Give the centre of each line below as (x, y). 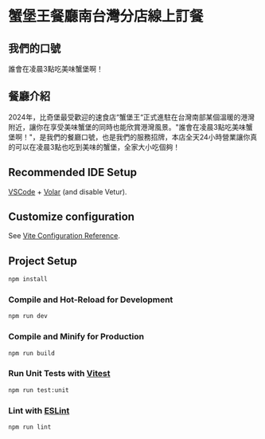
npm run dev (28, 316)
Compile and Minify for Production (76, 337)
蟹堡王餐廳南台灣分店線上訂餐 (106, 16)
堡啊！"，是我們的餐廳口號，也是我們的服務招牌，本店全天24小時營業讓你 (129, 137)
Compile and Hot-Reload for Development (91, 300)
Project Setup (43, 261)
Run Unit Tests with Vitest (59, 374)
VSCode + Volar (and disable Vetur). (68, 191)
